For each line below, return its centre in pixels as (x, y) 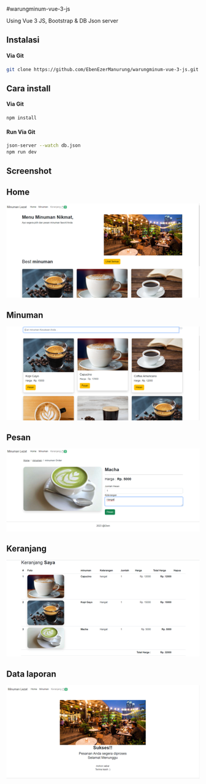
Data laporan (31, 674)
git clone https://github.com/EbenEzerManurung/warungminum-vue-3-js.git (103, 69)
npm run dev (21, 152)
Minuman (25, 315)
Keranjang (27, 548)
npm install (21, 118)
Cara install (29, 88)
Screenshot (29, 171)
